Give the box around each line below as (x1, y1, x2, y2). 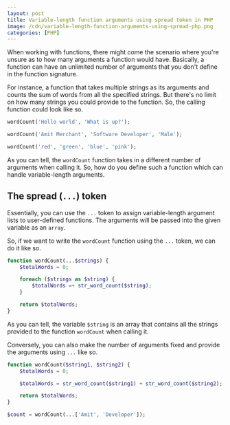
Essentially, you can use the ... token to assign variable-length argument (7, 208, 215, 217)
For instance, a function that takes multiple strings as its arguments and (7, 83, 209, 91)
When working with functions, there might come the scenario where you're (7, 48, 220, 56)
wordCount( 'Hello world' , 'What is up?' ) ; (7, 118, 130, 126)
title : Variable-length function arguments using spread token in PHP (7, 17, 214, 23)
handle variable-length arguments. (7, 170, 105, 179)
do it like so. (7, 243, 41, 252)
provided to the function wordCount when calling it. (7, 327, 149, 336)
